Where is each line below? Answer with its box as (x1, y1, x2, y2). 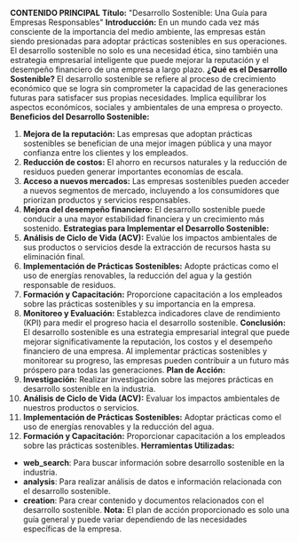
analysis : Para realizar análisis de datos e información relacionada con (22, 476, 282, 487)
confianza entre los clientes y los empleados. (22, 148, 189, 158)
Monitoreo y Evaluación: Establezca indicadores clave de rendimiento (22, 308, 280, 318)
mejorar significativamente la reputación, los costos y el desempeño (22, 337, 273, 347)
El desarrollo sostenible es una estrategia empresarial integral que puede (22, 327, 290, 337)
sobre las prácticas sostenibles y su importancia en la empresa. (22, 299, 256, 309)
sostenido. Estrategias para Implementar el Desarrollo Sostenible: (22, 223, 270, 234)
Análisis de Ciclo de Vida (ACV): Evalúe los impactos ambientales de (22, 233, 278, 243)
